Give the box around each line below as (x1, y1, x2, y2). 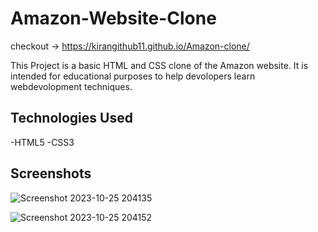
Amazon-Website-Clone (10, 7, 217, 30)
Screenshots (10, 165, 92, 182)
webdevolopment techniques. (10, 80, 133, 92)
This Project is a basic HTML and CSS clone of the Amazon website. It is (10, 59, 309, 71)
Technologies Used (10, 110, 133, 127)
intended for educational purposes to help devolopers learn (10, 70, 256, 82)
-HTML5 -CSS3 (10, 136, 75, 148)
